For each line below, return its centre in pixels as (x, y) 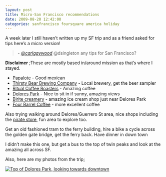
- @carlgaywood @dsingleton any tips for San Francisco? (77, 53)
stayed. (13, 68)
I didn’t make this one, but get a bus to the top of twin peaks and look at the (83, 144)
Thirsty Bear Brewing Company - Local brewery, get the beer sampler (84, 83)
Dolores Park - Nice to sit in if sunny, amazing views (66, 94)
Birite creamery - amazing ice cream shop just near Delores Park (79, 99)
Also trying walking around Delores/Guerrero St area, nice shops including (82, 114)
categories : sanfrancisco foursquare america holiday (62, 24)
